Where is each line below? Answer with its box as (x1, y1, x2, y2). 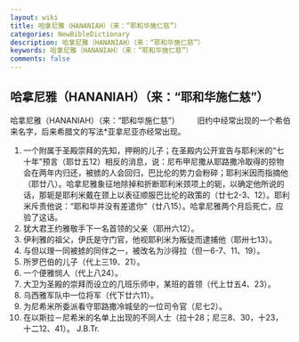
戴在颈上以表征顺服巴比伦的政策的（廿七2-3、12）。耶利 (85, 189, 290, 200)
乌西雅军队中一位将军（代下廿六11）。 (22, 289, 159, 300)
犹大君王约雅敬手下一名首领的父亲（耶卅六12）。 (22, 223, 199, 233)
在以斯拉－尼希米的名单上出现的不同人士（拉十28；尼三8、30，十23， (22, 312, 284, 322)
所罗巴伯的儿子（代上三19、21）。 (22, 256, 145, 267)
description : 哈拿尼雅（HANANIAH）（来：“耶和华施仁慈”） (10, 37, 205, 47)
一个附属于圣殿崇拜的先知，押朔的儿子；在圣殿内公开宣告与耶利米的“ (22, 144, 277, 156)
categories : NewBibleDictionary (10, 29, 130, 38)
